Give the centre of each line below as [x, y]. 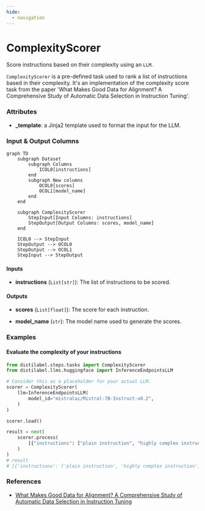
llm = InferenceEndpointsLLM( [53, 393]
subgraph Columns [50, 165]
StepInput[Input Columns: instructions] [80, 218]
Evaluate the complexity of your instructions [64, 352]
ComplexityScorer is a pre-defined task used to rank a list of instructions [97, 76]
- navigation [28, 18]
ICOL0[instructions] [65, 170]
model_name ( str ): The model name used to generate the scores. [98, 322]
